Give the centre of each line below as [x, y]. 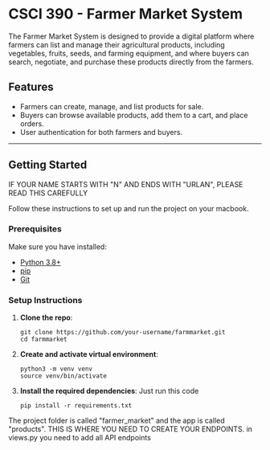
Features [31, 87]
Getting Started [48, 165]
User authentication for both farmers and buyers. [101, 132]
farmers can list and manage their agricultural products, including [117, 44]
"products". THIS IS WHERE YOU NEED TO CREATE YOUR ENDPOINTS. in [131, 429]
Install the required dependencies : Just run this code [109, 391]
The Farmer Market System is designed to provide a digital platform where [131, 36]
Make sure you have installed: [57, 247]
